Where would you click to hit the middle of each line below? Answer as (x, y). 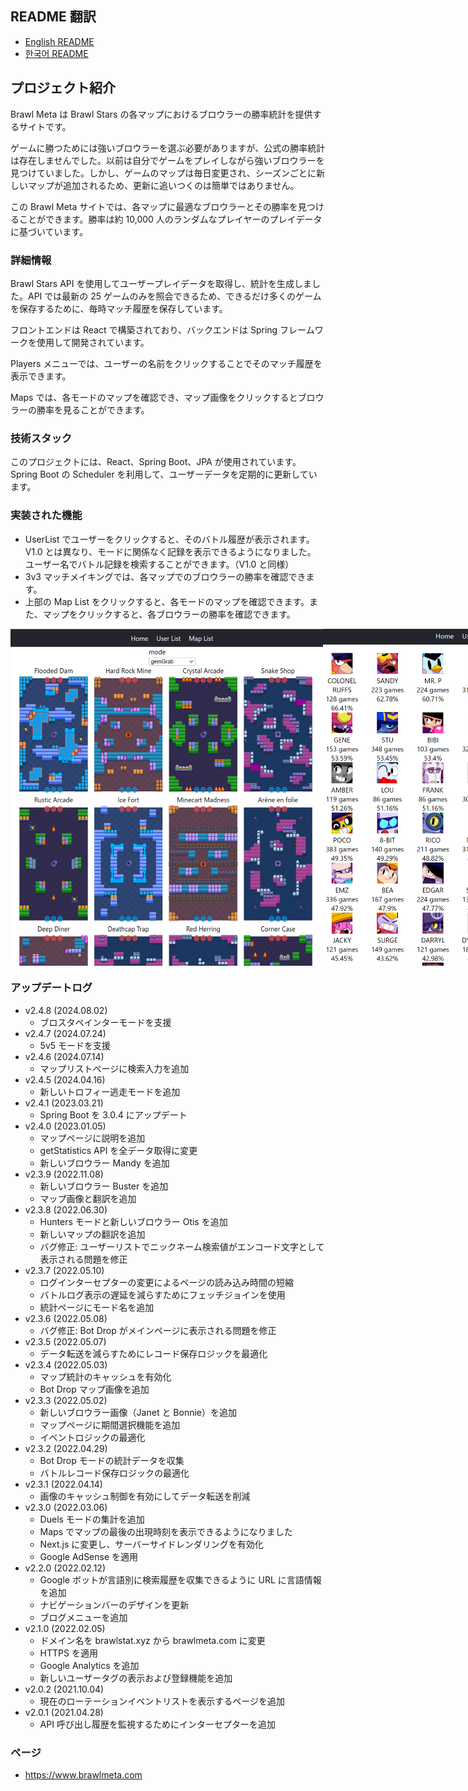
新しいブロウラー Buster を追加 (104, 1186)
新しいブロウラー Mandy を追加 (104, 1163)
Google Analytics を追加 (89, 1665)
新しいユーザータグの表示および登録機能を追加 (136, 1678)
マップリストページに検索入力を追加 (114, 1068)
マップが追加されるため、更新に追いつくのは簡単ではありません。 (163, 185)
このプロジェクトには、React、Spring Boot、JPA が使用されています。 (156, 462)
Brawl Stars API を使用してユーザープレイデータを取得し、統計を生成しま (161, 283)
